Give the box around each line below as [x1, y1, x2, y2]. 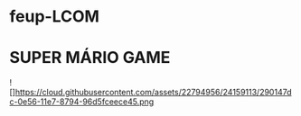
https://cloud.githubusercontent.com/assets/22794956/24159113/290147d [14, 87, 292, 98]
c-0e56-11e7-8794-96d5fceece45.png [9, 96, 155, 107]
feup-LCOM [9, 6, 99, 27]
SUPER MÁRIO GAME [9, 48, 171, 68]
